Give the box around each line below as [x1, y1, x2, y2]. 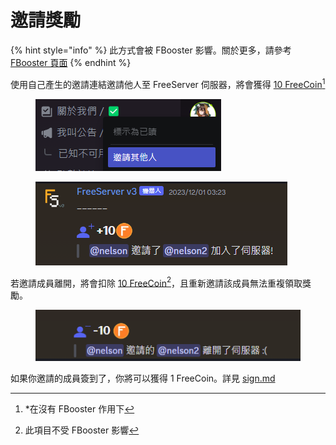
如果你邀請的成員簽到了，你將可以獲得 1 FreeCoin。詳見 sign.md [10, 372, 276, 384]
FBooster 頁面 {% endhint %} [10, 56, 132, 68]
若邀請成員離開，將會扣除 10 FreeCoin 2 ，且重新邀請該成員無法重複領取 [10, 275, 303, 289]
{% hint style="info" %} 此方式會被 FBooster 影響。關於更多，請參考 [10, 44, 292, 56]
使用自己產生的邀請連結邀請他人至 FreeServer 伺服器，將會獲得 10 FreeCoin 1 [10, 76, 326, 90]
